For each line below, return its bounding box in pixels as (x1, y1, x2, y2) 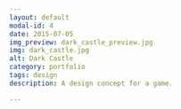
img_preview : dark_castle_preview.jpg (9, 37, 153, 47)
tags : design (9, 71, 58, 80)
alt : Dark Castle (9, 54, 74, 63)
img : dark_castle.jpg (9, 46, 90, 55)
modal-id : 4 (9, 21, 53, 30)
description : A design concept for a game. (9, 79, 174, 88)
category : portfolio (9, 63, 86, 72)
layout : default (9, 12, 70, 22)
